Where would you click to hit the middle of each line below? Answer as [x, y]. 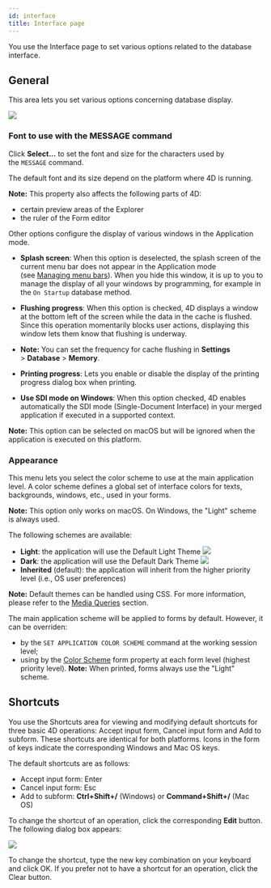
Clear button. [30, 877]
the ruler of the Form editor [65, 218]
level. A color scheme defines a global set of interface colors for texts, [125, 486]
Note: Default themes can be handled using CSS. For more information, [127, 594]
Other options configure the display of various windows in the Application [131, 233]
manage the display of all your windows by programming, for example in [140, 283]
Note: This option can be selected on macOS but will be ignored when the [132, 430]
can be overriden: [38, 627]
